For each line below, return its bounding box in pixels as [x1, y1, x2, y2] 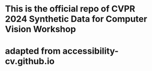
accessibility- [62, 46, 119, 57]
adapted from [5, 46, 61, 57]
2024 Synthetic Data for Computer [5, 13, 148, 24]
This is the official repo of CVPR [5, 3, 136, 14]
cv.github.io [5, 56, 55, 67]
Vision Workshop [5, 24, 76, 35]
